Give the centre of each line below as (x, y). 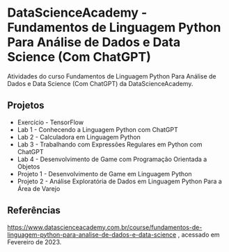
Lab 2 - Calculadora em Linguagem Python (79, 137)
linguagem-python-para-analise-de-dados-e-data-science (92, 235)
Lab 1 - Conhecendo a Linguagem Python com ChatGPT (98, 129)
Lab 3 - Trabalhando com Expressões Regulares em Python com (110, 144)
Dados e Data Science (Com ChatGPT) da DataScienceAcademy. (100, 83)
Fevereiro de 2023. (34, 242)
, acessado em (199, 235)
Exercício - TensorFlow (50, 122)
